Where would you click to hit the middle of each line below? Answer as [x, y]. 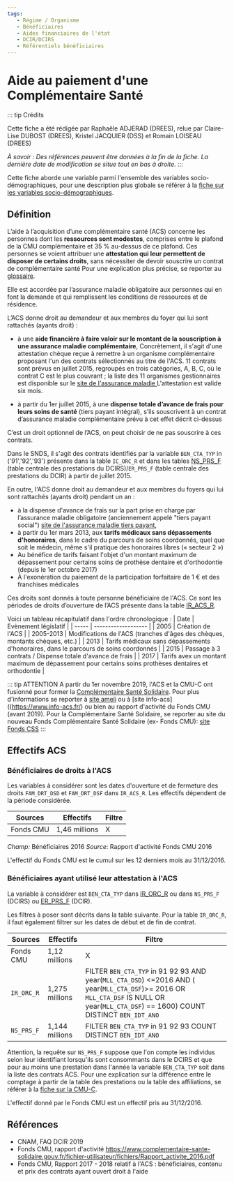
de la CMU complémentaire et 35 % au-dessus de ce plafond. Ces [102, 246]
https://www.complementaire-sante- [158, 1148]
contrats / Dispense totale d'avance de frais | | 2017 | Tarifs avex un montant [117, 656]
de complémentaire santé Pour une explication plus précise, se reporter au [114, 268]
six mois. [30, 390]
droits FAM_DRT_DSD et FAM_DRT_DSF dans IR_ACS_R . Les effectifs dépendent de [117, 793]
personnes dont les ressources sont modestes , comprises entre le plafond [115, 239]
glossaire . [21, 276]
